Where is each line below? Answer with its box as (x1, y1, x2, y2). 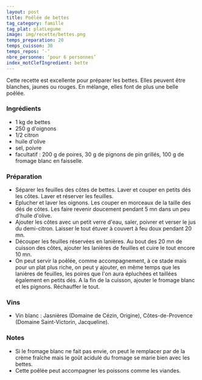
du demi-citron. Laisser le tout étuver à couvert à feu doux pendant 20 (15, 225, 192, 232)
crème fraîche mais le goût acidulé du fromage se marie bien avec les (15, 354, 190, 361)
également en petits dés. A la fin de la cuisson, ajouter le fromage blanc (15, 277, 195, 284)
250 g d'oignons (15, 125, 57, 132)
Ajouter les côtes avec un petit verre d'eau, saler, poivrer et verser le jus (15, 218, 196, 226)
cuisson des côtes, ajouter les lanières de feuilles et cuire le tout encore (15, 244, 195, 252)
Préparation (6, 172, 43, 181)
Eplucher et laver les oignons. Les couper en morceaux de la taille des (15, 199, 192, 207)
